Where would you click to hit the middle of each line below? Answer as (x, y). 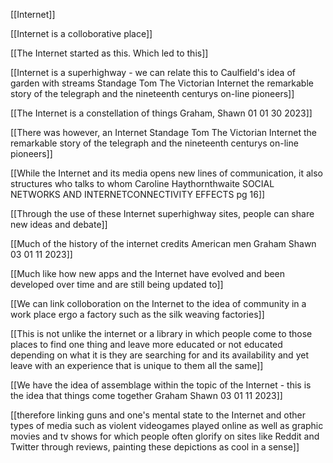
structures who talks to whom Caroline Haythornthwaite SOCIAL (142, 183)
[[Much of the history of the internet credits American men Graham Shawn (163, 243)
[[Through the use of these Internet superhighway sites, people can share (162, 213)
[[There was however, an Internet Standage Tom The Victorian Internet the (163, 132)
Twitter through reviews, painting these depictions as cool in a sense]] (155, 447)
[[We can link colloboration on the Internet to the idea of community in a (158, 303)
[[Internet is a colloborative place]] (81, 33)
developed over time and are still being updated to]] (117, 284)
